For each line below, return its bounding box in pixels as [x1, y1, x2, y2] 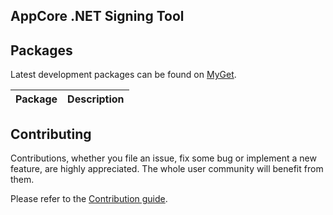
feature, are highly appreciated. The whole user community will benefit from [10, 163, 324, 175]
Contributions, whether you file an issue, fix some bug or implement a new [10, 152, 317, 164]
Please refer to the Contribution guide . [10, 193, 168, 205]
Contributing [10, 125, 92, 143]
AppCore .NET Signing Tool [10, 8, 185, 25]
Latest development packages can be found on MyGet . [10, 69, 237, 81]
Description [67, 92, 125, 106]
